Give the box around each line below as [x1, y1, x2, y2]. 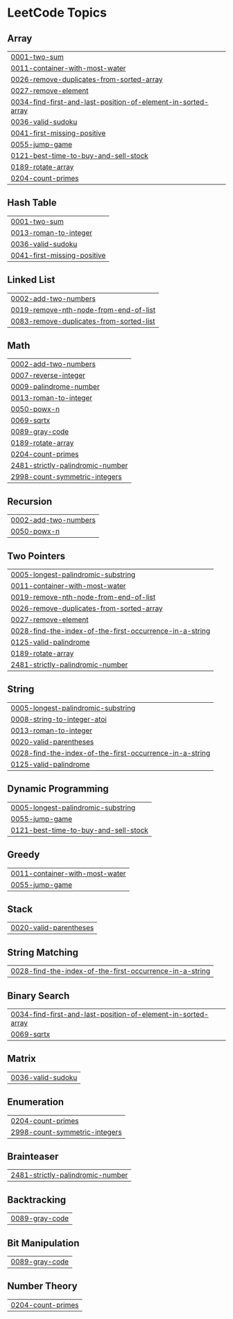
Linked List [7, 274, 55, 286]
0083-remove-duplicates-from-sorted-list [10, 316, 155, 326]
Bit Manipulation [7, 1237, 80, 1249]
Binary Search [7, 990, 70, 1002]
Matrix [7, 1053, 36, 1065]
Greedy [7, 849, 40, 861]
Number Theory [7, 1280, 78, 1292]
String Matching [7, 946, 78, 958]
